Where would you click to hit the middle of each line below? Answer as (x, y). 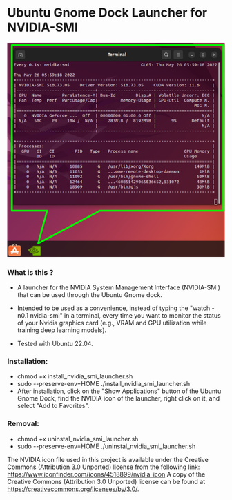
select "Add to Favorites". (53, 406)
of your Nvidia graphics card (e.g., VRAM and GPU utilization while (112, 323)
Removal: (23, 424)
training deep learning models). (62, 330)
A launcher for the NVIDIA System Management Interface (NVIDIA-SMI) (119, 287)
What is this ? (30, 272)
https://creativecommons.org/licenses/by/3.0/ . (73, 489)
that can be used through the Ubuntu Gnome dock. (90, 294)
